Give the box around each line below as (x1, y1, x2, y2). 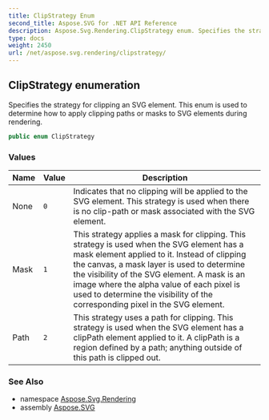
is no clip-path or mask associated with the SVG (73, 205, 255, 216)
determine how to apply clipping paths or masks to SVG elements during (8, 108, 247, 118)
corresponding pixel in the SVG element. (73, 298, 225, 309)
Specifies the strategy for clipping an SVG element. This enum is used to (8, 99, 248, 109)
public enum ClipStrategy (8, 132, 94, 140)
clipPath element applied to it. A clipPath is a (73, 332, 240, 343)
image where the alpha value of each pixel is (73, 278, 240, 289)
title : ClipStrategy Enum (8, 11, 94, 20)
